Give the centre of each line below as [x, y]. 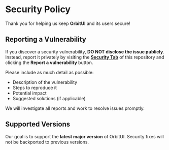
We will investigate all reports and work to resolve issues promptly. [75, 108]
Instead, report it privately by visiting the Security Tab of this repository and [85, 57]
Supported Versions [38, 124]
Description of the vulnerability [45, 82]
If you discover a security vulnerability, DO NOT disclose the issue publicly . [85, 51]
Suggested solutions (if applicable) [49, 98]
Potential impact [29, 93]
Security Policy [38, 9]
